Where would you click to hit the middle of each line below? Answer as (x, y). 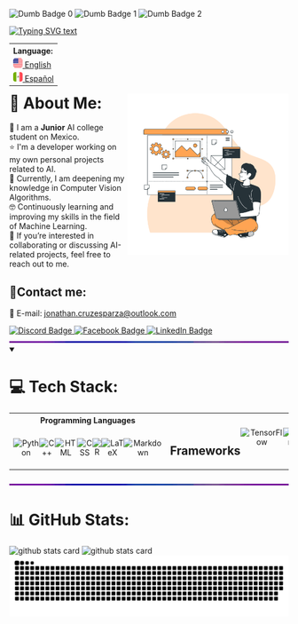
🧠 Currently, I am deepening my (67, 178)
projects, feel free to (74, 255)
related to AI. (32, 170)
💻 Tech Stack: (64, 387)
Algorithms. (30, 197)
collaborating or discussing (59, 245)
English (38, 64)
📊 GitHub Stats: (70, 520)
